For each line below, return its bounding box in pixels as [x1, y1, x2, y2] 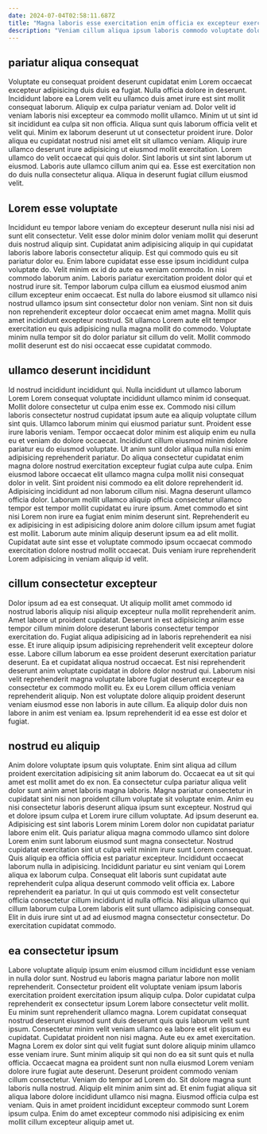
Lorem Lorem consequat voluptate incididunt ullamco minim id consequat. [8, 393, 251, 402]
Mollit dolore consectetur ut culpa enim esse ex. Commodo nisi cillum [8, 402, 236, 411]
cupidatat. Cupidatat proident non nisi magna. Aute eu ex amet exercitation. [8, 1033, 256, 1043]
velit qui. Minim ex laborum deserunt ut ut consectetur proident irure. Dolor [8, 128, 253, 138]
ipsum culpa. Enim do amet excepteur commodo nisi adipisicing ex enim [8, 1109, 245, 1118]
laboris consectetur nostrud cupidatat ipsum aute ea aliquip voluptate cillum [8, 410, 257, 420]
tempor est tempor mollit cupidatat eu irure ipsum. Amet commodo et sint [8, 503, 249, 513]
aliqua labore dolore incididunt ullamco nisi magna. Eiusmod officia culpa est [8, 1092, 259, 1101]
